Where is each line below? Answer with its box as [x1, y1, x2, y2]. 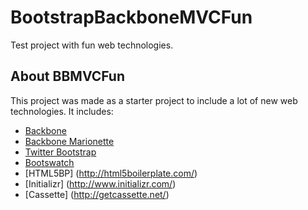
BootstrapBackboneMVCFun [10, 6, 253, 29]
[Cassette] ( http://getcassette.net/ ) [24, 188, 170, 200]
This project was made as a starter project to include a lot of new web [10, 94, 298, 106]
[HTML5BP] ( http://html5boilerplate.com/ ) [24, 167, 198, 179]
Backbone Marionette [24, 135, 115, 147]
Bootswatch [24, 156, 75, 168]
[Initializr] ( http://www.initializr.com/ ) [24, 177, 177, 190]
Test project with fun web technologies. [10, 39, 174, 51]
